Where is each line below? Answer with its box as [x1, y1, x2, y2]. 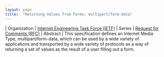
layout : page [5, 7, 32, 12]
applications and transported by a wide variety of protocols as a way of [5, 41, 149, 47]
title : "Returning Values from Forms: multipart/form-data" [5, 12, 133, 17]
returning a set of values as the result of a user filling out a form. [5, 46, 135, 52]
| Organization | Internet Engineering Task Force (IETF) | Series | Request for [5, 25, 159, 31]
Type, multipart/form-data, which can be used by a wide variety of [5, 35, 140, 42]
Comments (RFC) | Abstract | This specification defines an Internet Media [5, 30, 153, 36]
